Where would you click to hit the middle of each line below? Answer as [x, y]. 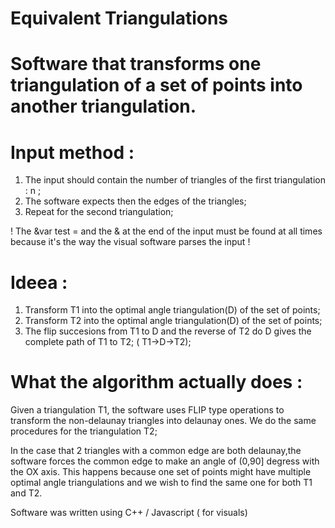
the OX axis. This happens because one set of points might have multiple [161, 472]
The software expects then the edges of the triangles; [135, 201]
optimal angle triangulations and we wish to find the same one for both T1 [161, 483]
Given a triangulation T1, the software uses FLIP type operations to [147, 410]
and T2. [26, 493]
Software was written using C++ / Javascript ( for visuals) [129, 513]
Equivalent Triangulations [119, 18]
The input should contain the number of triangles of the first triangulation [175, 180]
